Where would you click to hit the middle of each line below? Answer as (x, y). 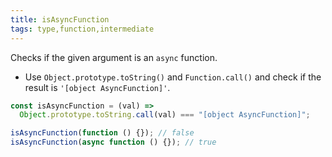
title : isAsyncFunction (60, 19)
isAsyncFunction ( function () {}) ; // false (102, 133)
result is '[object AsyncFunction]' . (97, 87)
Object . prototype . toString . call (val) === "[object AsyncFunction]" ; (165, 115)
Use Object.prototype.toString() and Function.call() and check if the (173, 77)
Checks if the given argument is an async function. (114, 57)
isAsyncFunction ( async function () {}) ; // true (113, 142)
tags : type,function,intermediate (82, 29)
